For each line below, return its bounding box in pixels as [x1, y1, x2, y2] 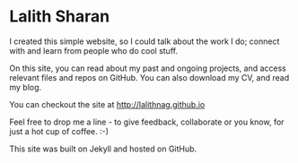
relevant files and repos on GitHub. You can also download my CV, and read [9, 72, 290, 82]
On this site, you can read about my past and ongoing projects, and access [9, 63, 287, 73]
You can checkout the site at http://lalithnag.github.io [9, 99, 206, 109]
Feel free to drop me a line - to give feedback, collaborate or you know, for [9, 116, 285, 127]
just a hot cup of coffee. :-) [9, 125, 110, 136]
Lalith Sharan [9, 6, 110, 27]
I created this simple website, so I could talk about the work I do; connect [9, 36, 280, 47]
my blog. [9, 81, 42, 92]
